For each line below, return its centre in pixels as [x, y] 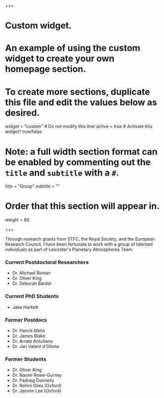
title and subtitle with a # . [62, 173]
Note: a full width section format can [81, 152]
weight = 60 [17, 220]
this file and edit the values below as [81, 102]
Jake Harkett [25, 307]
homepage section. [46, 69]
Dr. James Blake [29, 336]
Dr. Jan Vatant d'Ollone [36, 347]
